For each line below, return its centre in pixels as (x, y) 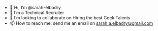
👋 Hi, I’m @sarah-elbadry (35, 8)
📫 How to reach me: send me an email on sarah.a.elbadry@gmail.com (81, 23)
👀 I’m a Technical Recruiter (37, 13)
